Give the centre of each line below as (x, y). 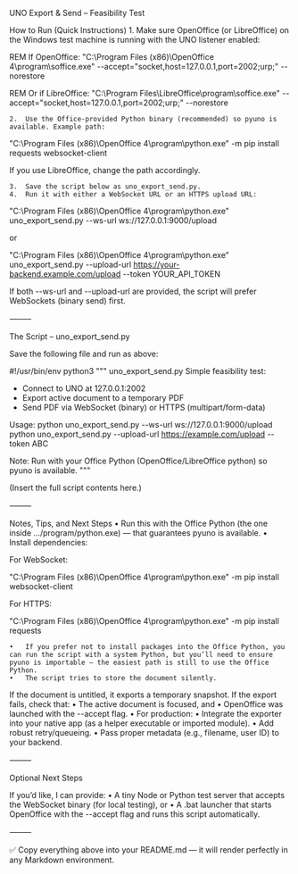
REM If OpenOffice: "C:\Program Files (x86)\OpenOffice (112, 57)
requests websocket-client (58, 153)
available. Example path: (57, 127)
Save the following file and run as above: (84, 354)
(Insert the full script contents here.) (76, 487)
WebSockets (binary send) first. (68, 301)
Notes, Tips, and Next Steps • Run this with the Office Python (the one (139, 523)
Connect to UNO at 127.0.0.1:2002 (84, 388)
